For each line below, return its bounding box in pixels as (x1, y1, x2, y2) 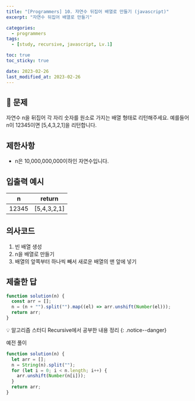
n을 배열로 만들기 (14, 250, 55, 257)
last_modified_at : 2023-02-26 (6, 74, 81, 80)
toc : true (6, 52, 31, 58)
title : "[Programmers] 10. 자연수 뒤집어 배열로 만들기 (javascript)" (6, 8, 170, 15)
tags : (6, 36, 20, 42)
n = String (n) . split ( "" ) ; (11, 362, 76, 368)
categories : (6, 25, 36, 31)
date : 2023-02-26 (6, 68, 49, 74)
